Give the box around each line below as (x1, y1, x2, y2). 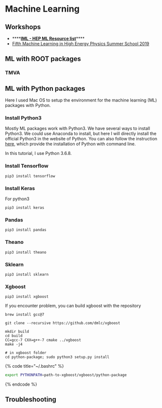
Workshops (5, 23, 41, 31)
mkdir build (5, 329, 29, 334)
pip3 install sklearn (5, 272, 49, 277)
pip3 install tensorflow (5, 173, 55, 178)
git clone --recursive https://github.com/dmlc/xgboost (5, 321, 120, 326)
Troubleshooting (5, 395, 57, 404)
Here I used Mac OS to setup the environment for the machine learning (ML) (5, 97, 157, 103)
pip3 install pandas (5, 227, 47, 233)
